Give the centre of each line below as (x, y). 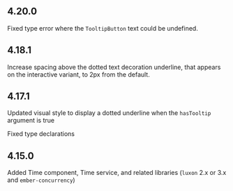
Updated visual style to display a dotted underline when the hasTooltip (109, 113)
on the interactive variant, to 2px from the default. (78, 74)
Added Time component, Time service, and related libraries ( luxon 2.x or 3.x (117, 173)
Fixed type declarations (41, 134)
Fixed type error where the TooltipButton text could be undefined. (103, 28)
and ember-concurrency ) (41, 180)
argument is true (31, 121)
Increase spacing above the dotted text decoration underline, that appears (114, 67)
